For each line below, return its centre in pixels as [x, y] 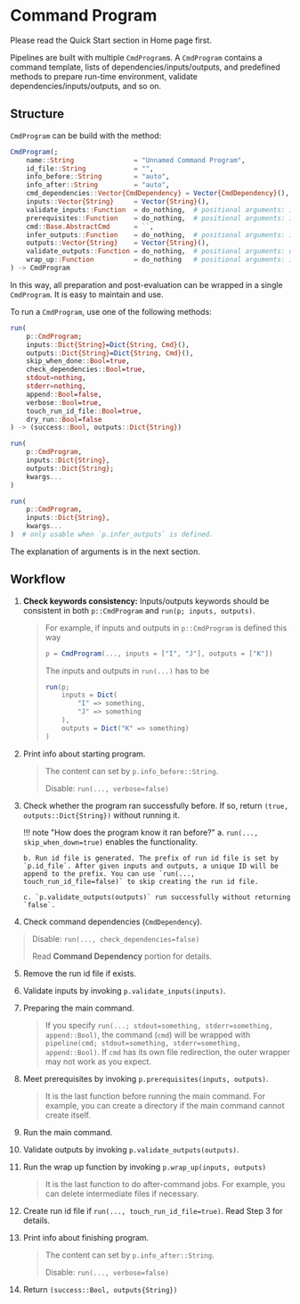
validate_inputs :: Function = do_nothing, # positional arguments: [156, 210]
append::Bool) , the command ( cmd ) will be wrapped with [148, 1035]
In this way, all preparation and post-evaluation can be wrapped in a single [146, 285]
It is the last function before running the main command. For [155, 1096]
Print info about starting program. [84, 754]
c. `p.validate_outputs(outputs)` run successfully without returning [157, 897]
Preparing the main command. [78, 1008]
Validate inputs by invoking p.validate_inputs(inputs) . [124, 990]
